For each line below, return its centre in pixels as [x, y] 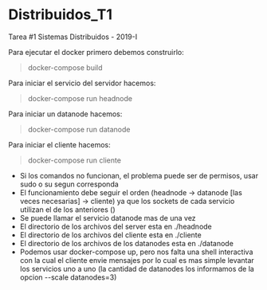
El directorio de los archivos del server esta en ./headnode [116, 226]
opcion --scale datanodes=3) [68, 277]
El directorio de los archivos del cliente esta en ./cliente [110, 235]
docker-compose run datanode [79, 129]
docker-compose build [65, 67]
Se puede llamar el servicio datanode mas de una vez [108, 217]
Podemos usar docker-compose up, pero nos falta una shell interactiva [136, 252]
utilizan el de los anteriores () [67, 210]
